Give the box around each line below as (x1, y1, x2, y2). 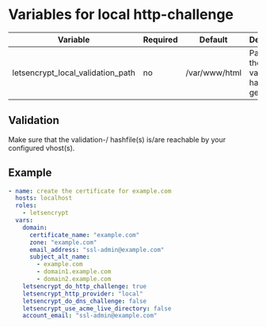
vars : (15, 216, 34, 224)
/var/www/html (185, 67, 242, 78)
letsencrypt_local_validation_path (12, 67, 136, 78)
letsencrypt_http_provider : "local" (22, 290, 144, 298)
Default (199, 34, 228, 45)
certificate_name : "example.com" (28, 231, 140, 239)
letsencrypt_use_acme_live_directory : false (22, 304, 172, 313)
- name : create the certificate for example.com (8, 187, 172, 195)
